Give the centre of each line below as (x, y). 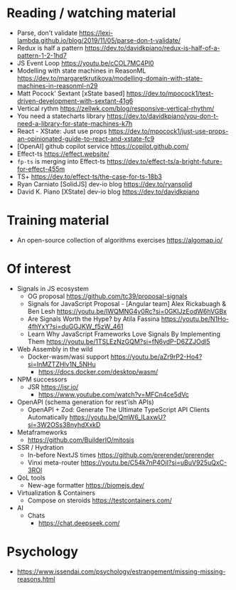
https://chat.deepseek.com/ (79, 523)
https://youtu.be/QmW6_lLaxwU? (118, 417)
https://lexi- (96, 33)
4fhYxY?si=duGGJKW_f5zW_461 (75, 326)
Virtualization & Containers (56, 492)
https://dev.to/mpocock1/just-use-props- (168, 131)
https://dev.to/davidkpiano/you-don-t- (163, 116)
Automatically (48, 417)
